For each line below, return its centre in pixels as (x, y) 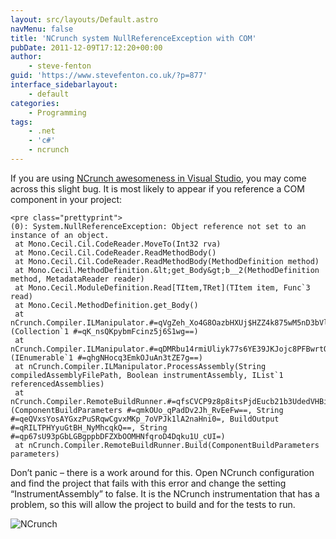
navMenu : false (42, 29)
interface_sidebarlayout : (64, 85)
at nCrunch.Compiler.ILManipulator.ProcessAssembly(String (140, 366)
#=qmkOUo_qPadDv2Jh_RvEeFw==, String (205, 410)
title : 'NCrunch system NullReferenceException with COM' (133, 38)
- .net (42, 131)
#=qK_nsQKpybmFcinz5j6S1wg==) (136, 331)
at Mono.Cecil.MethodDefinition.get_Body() (106, 305)
